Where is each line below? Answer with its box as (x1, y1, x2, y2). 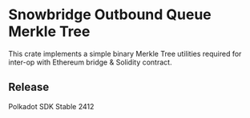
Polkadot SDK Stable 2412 (8, 101, 95, 111)
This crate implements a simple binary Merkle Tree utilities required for (8, 49, 242, 58)
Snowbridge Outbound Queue (8, 6, 212, 24)
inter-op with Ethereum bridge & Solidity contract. (8, 57, 172, 67)
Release (8, 81, 50, 94)
